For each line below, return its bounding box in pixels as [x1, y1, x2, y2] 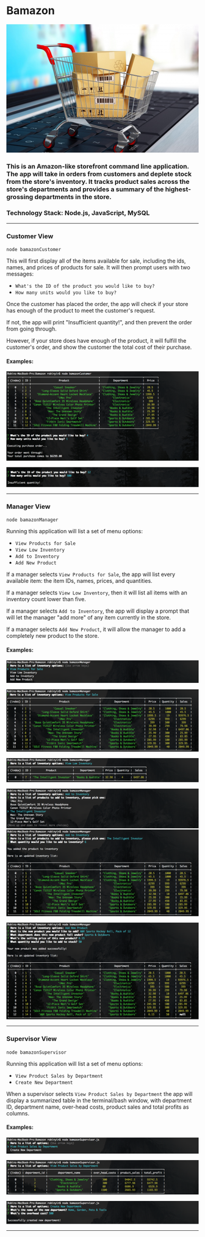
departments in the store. [34, 192, 112, 201]
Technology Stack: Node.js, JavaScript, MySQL [6, 209, 150, 217]
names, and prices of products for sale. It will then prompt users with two [6, 264, 190, 271]
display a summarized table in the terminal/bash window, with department [6, 1097, 192, 1104]
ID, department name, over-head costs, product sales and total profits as [6, 1103, 189, 1111]
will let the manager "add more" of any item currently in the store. [6, 614, 171, 621]
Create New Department [15, 1079, 73, 1086]
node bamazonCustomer [6, 247, 62, 253]
